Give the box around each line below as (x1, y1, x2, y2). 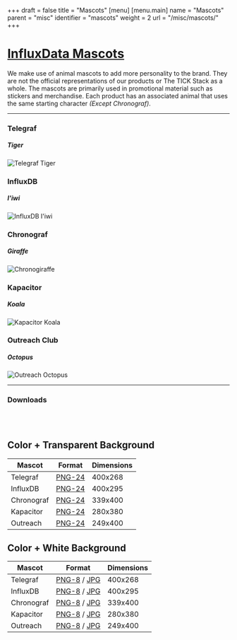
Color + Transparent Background (7, 439, 155, 451)
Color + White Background (7, 542, 126, 554)
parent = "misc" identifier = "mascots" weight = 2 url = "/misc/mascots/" (7, 13, 219, 22)
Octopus (7, 353, 34, 361)
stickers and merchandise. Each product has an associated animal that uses (7, 91, 228, 100)
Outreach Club (7, 335, 59, 345)
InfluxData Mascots (7, 46, 125, 62)
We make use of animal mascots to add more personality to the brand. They (7, 69, 228, 77)
